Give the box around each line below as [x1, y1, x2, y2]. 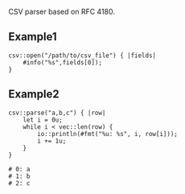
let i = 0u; [23, 116, 63, 124]
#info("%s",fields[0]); [23, 58, 103, 67]
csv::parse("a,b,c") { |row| [8, 109, 106, 117]
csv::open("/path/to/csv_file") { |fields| [8, 52, 157, 60]
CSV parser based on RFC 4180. [8, 7, 115, 16]
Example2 [8, 88, 60, 101]
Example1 [8, 30, 58, 43]
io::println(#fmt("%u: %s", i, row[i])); [37, 130, 179, 138]
